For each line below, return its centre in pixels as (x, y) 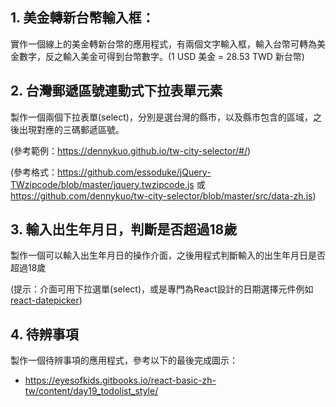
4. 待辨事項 (44, 334)
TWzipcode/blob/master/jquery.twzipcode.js (102, 184)
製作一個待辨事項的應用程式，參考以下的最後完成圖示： (124, 360)
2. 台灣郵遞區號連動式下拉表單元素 (116, 91)
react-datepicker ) (46, 300)
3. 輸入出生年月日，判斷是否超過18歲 (124, 229)
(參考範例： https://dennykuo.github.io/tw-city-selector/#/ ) (131, 150)
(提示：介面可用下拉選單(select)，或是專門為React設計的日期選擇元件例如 (162, 289)
